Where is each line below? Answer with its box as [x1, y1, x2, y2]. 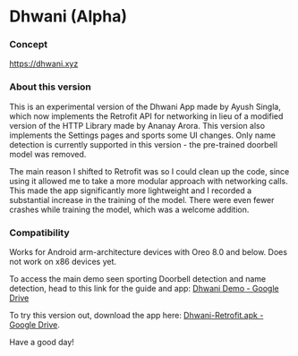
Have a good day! [9, 337, 74, 348]
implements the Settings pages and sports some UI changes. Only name [9, 130, 276, 140]
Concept [9, 38, 47, 51]
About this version [9, 81, 92, 93]
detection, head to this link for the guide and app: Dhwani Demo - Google [9, 284, 279, 294]
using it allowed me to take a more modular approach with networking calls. [9, 175, 288, 186]
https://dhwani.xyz [9, 58, 79, 69]
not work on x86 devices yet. [9, 257, 116, 267]
